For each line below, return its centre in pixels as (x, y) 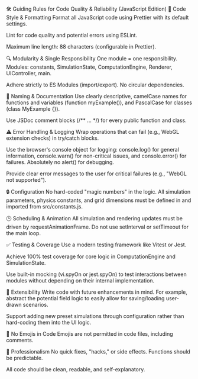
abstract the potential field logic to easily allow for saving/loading (85, 298)
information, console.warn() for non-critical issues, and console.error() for (96, 156)
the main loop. (24, 233)
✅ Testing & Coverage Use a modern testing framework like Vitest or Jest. (96, 245)
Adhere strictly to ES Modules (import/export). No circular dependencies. (95, 85)
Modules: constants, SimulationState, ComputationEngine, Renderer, (89, 67)
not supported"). (26, 180)
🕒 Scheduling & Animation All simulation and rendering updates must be (95, 218)
